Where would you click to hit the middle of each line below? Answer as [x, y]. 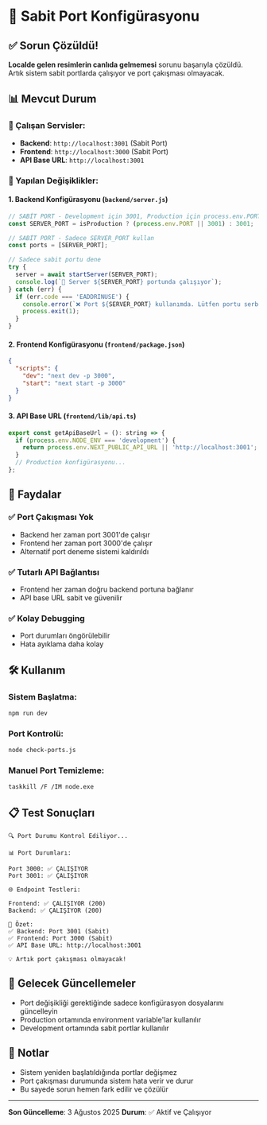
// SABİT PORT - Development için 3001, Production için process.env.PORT [135, 216]
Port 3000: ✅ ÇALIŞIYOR [48, 869]
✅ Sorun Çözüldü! [54, 46]
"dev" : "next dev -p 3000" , [69, 376]
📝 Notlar [29, 1053]
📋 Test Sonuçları [52, 813]
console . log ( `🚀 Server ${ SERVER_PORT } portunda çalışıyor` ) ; [119, 281]
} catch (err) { [35, 289]
